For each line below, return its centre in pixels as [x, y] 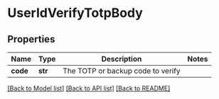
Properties [31, 39]
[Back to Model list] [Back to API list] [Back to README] [89, 88]
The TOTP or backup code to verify [122, 71]
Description [122, 59]
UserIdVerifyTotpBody [75, 13]
